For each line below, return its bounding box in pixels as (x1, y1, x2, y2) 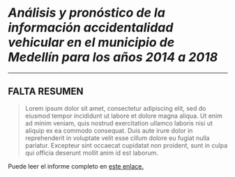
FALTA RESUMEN (8, 86, 84, 98)
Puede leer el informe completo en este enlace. (8, 162, 144, 170)
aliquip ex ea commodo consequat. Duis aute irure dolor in (24, 126, 193, 134)
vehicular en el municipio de (8, 35, 175, 50)
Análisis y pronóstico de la (8, 5, 166, 21)
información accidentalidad (8, 20, 174, 36)
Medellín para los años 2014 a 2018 (8, 49, 218, 66)
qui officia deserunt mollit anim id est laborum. (24, 148, 159, 157)
